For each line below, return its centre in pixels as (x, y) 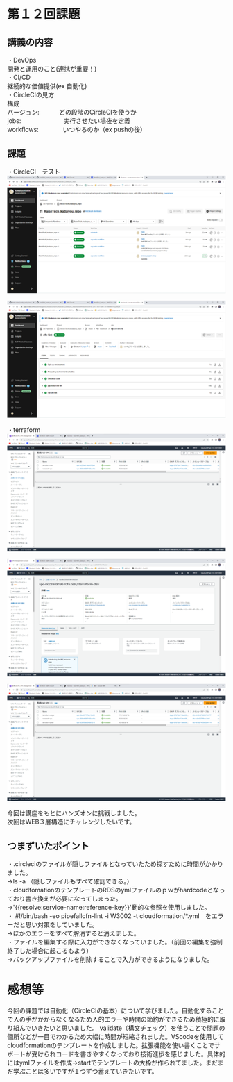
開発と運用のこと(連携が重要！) (52, 69)
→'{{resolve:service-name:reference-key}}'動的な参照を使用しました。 (109, 908)
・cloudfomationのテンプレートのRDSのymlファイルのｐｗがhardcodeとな (113, 890)
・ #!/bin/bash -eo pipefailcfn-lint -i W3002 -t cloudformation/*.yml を (110, 916)
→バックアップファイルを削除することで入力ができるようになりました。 (110, 960)
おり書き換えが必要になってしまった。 (68, 899)
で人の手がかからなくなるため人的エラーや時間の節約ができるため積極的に (113, 1019)
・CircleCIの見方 (31, 95)
